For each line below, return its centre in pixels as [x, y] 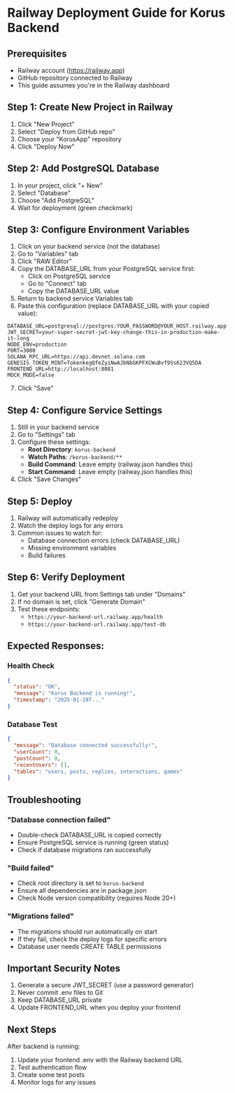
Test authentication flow [52, 1067]
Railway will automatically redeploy [68, 518]
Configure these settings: [54, 442]
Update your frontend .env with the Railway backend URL [100, 1060]
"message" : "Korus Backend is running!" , [75, 694]
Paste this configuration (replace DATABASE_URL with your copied [113, 306]
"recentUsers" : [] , [42, 765]
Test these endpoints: [49, 609]
